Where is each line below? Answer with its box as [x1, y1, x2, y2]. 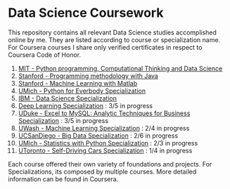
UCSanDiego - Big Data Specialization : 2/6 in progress [18, 131, 179, 140]
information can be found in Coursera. [8, 174, 119, 183]
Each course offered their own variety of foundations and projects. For [8, 159, 212, 168]
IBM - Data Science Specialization [18, 93, 117, 103]
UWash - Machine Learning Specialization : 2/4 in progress [18, 124, 190, 132]
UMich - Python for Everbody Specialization [18, 86, 146, 95]
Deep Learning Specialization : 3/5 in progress [18, 101, 153, 110]
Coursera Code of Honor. [8, 51, 82, 59]
